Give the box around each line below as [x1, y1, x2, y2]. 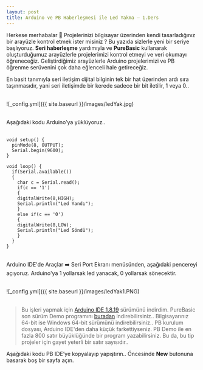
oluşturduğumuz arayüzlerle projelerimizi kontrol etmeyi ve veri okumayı [6, 51, 187, 58]
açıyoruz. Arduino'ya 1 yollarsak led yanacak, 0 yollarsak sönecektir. [6, 269, 177, 277]
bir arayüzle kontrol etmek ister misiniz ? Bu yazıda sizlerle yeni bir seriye [6, 38, 190, 45]
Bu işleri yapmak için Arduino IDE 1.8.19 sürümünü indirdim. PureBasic [21, 305, 196, 313]
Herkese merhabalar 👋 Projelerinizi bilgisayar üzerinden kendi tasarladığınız [6, 31, 196, 38]
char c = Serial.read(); [17, 179, 80, 186]
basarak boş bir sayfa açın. [6, 357, 74, 364]
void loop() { [6, 163, 43, 169]
